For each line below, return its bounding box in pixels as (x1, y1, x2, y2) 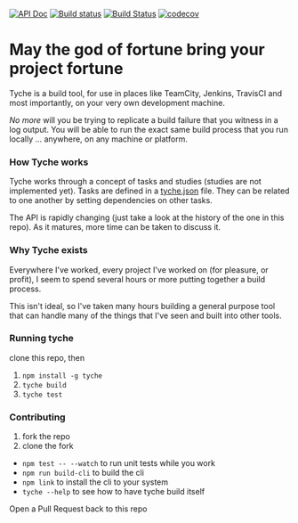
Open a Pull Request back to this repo (9, 503, 148, 514)
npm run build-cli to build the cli (21, 468, 145, 478)
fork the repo (21, 431, 71, 442)
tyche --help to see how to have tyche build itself (21, 486, 205, 497)
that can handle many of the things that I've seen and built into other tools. (9, 310, 282, 321)
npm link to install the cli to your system (21, 477, 169, 487)
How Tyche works (9, 156, 89, 168)
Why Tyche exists (9, 244, 89, 257)
